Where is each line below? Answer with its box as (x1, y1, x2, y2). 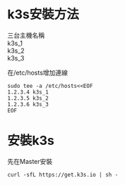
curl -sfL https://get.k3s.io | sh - (7, 171, 119, 178)
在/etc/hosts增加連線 (7, 68, 69, 77)
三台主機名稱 (7, 31, 44, 39)
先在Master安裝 (7, 157, 53, 165)
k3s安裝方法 (7, 6, 79, 23)
